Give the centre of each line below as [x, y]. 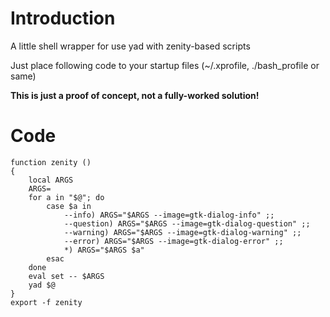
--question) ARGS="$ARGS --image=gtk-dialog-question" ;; [187, 223]
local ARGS [51, 180]
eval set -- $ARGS [66, 276]
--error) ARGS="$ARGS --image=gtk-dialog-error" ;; [173, 241]
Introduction [63, 18]
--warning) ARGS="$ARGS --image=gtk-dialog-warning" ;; [182, 232]
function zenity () [51, 162]
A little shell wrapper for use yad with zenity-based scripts [130, 46]
